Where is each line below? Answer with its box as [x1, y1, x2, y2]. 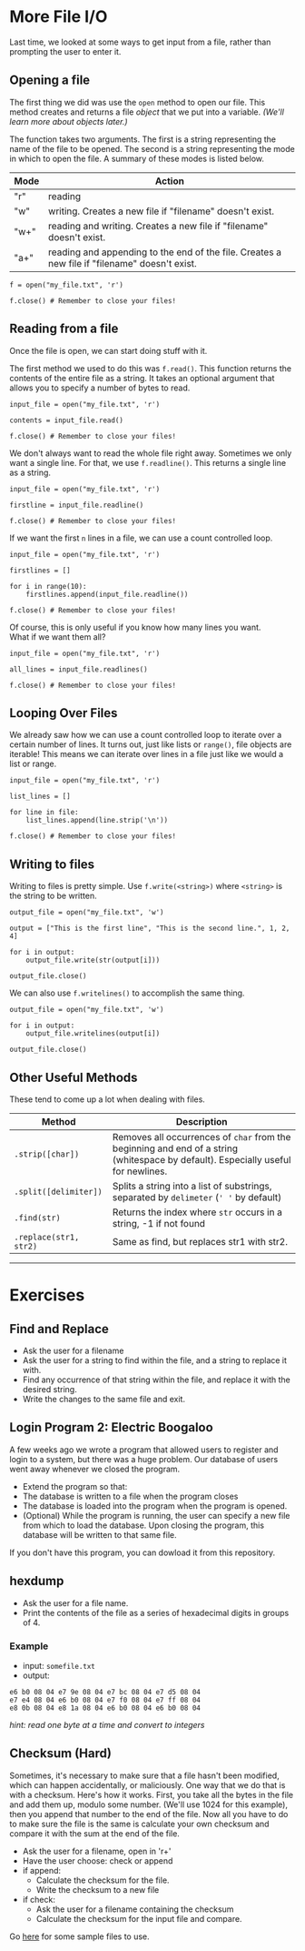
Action [154, 175, 184, 187]
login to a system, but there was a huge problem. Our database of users [9, 1453, 279, 1464]
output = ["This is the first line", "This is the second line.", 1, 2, [9, 924, 290, 934]
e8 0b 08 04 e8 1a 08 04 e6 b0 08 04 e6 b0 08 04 [9, 1703, 202, 1713]
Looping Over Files [9, 705, 118, 721]
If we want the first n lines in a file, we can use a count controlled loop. [9, 532, 273, 543]
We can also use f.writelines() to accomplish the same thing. [9, 987, 245, 998]
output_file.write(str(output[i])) [25, 955, 161, 965]
